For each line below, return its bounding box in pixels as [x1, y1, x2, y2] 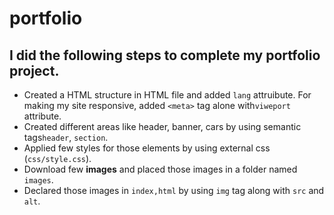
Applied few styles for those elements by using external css [23, 142, 271, 154]
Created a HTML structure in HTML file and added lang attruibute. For [23, 89, 312, 101]
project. [9, 62, 60, 79]
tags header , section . [23, 132, 109, 143]
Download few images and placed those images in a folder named [23, 163, 298, 175]
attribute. [23, 110, 62, 122]
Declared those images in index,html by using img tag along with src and [23, 185, 325, 196]
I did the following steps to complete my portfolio [9, 47, 321, 64]
